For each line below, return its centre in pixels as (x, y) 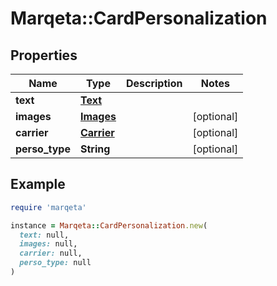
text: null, (44, 235)
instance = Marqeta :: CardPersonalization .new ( (109, 225)
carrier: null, (51, 253)
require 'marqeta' (48, 207)
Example (38, 184)
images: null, (48, 244)
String (95, 149)
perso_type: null (55, 263)
